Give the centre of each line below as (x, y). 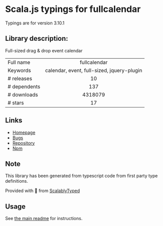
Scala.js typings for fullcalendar (73, 9)
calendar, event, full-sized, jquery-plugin (94, 70)
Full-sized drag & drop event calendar (44, 50)
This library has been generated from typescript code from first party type (81, 176)
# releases (20, 78)
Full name (19, 62)
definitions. (17, 181)
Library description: (37, 39)
